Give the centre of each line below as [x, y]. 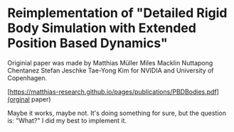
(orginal [18, 99]
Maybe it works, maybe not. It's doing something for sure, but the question [117, 113]
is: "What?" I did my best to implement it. [67, 120]
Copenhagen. [27, 78]
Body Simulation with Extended [102, 28]
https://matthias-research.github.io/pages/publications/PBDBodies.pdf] [114, 92]
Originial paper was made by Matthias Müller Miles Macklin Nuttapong [110, 62]
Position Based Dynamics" [88, 43]
